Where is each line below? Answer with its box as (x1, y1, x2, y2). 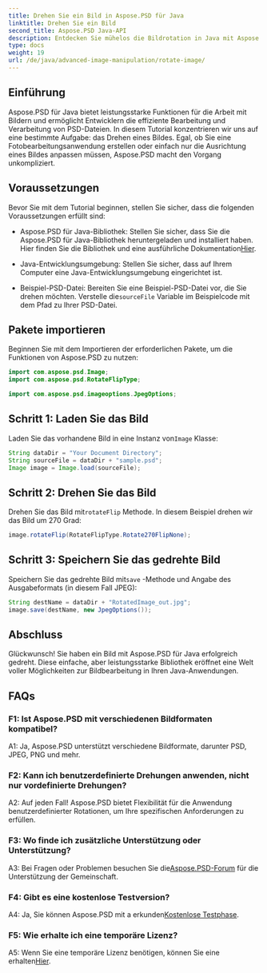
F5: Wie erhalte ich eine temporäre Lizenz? (8, 929, 178, 940)
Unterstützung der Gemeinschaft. (8, 871, 118, 881)
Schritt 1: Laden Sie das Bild (8, 413, 149, 426)
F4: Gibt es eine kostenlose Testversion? (8, 891, 170, 903)
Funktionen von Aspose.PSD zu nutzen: (8, 353, 138, 362)
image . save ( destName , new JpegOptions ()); (8, 605, 152, 614)
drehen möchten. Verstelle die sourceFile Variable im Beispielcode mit (19, 291, 250, 301)
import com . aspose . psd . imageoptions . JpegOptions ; (8, 390, 177, 398)
